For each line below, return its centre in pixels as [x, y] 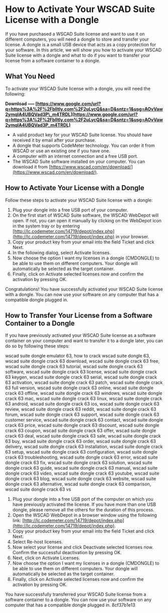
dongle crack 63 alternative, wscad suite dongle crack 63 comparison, [78, 484]
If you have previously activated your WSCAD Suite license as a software [80, 335]
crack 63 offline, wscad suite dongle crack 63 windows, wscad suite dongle [84, 393]
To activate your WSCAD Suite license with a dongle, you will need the [78, 89]
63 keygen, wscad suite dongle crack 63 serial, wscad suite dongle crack [81, 377]
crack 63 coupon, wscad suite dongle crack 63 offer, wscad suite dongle [81, 430]
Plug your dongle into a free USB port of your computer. [70, 210]
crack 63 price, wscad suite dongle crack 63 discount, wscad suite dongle [82, 425]
